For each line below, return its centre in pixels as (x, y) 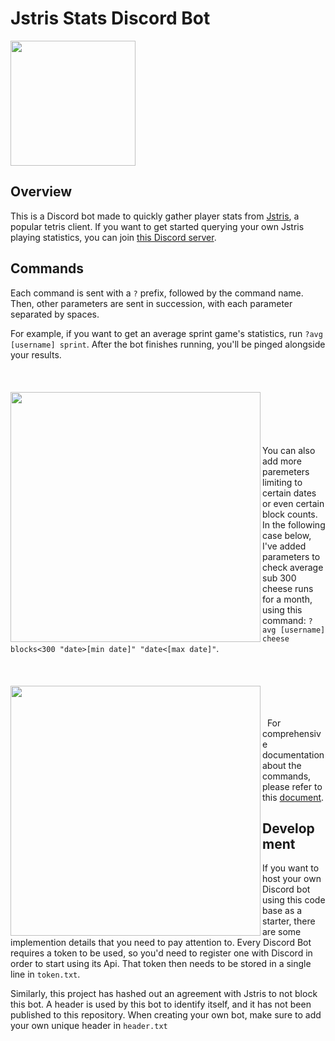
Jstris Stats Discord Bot (110, 18)
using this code (294, 900)
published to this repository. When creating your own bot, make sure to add (166, 1015)
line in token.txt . (45, 974)
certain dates (289, 493)
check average (293, 567)
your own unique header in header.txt (89, 1026)
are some (282, 932)
